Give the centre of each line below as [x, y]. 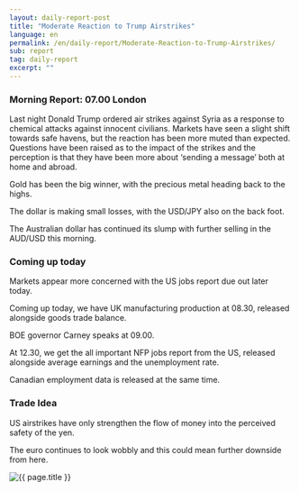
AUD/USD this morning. [53, 239]
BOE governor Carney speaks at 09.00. [82, 335]
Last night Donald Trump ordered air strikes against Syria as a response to [147, 119]
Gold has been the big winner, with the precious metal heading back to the [147, 185]
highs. [21, 194]
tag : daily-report [44, 59]
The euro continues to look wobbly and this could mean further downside [145, 450]
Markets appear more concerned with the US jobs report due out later [139, 281]
